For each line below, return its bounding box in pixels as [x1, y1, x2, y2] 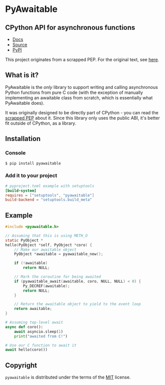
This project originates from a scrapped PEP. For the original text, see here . [5, 57, 160, 63]
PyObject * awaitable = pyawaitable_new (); [14, 252, 103, 257]
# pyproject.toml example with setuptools [5, 183, 94, 188]
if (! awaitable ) [14, 261, 48, 266]
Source [12, 42, 27, 48]
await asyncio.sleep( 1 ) [14, 329, 64, 334]
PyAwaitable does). [5, 100, 45, 106]
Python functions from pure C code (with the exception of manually [5, 89, 143, 95]
